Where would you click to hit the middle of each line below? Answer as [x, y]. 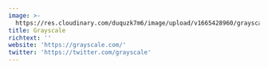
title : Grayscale [37, 30]
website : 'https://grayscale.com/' [67, 45]
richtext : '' [30, 38]
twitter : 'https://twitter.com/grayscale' [80, 52]
